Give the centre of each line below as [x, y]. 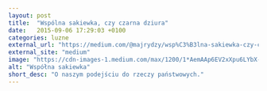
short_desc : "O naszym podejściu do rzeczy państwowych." [106, 74]
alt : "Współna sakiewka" [49, 67]
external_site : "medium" [49, 52]
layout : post [30, 15]
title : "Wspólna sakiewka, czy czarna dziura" [89, 23]
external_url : [32, 45]
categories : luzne [39, 38]
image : [19, 60]
